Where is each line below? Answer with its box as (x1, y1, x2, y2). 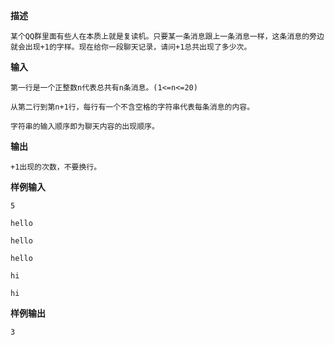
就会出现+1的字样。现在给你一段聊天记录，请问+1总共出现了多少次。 (10, 42, 252, 52)
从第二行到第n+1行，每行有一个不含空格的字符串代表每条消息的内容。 (10, 102, 255, 112)
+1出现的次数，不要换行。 (10, 162, 102, 172)
